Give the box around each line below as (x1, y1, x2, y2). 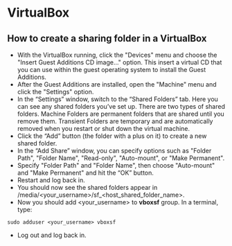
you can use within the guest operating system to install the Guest (17, 66, 206, 73)
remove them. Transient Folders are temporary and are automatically (17, 117, 213, 125)
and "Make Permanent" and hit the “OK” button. (17, 168, 154, 177)
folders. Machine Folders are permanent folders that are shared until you (17, 109, 225, 118)
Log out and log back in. (17, 231, 87, 239)
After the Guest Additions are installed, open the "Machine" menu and (17, 80, 217, 88)
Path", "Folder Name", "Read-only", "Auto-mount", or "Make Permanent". (17, 154, 225, 162)
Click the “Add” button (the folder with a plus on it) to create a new (17, 132, 207, 140)
